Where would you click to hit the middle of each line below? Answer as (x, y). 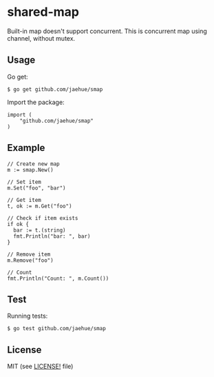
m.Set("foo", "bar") (37, 188)
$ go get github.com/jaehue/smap (55, 89)
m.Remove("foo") (30, 260)
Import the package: (36, 102)
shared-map (43, 12)
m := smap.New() (30, 170)
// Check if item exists (43, 218)
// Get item (24, 200)
